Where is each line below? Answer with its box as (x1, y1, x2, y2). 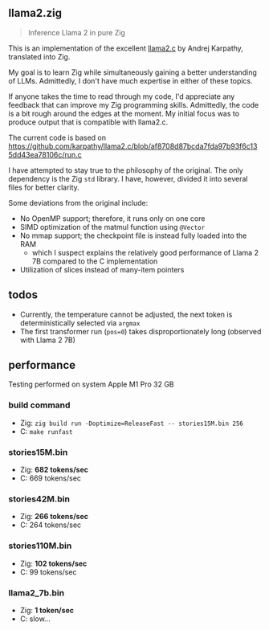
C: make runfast (19, 426, 73, 436)
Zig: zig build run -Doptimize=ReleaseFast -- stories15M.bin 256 (19, 418, 243, 427)
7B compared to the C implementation (31, 256, 158, 266)
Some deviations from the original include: (8, 198, 149, 207)
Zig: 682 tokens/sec (19, 465, 89, 475)
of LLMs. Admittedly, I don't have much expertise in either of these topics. (8, 76, 253, 85)
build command (8, 399, 71, 411)
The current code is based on (8, 133, 107, 142)
